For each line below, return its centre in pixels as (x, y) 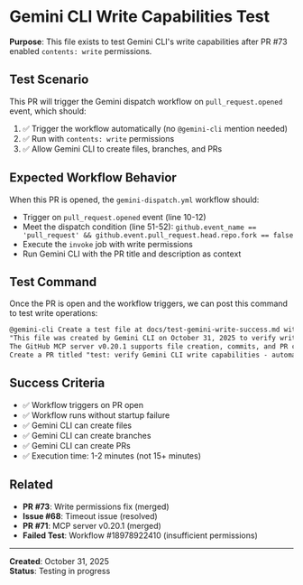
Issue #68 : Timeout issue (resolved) (90, 515)
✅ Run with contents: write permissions (98, 138)
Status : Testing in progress (60, 571)
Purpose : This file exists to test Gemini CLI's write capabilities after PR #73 (148, 42)
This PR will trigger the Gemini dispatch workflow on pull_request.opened (146, 101)
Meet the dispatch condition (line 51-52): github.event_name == (139, 227)
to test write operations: (54, 313)
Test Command (53, 282)
